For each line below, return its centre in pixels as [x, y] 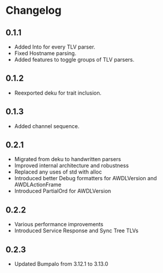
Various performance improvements [59, 225]
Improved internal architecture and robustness [72, 166]
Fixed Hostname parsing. [45, 53]
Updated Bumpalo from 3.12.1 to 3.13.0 [61, 264]
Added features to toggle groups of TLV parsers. [74, 60]
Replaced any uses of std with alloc [58, 172]
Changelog [34, 10]
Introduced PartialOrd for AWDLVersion [63, 191]
